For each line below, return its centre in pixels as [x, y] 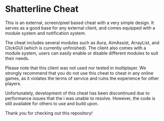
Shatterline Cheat [42, 9]
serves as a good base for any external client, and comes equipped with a [80, 28]
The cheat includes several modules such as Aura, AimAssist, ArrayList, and [82, 42]
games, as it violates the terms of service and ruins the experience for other [82, 78]
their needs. [17, 58]
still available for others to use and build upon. [52, 103]
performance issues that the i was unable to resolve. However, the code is [80, 98]
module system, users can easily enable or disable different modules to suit [82, 53]
